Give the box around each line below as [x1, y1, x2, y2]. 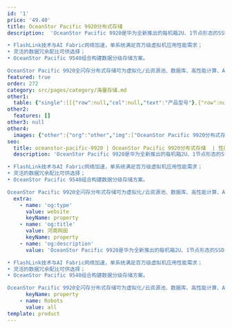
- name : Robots [19, 298, 64, 304]
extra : [13, 195, 32, 202]
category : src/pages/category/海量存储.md [7, 86, 127, 93]
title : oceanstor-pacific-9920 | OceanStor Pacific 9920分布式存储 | [13, 145, 215, 152]
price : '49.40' [7, 17, 51, 24]
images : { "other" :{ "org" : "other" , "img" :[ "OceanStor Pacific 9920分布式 [13, 131, 221, 138]
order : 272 [7, 80, 39, 87]
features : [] [13, 112, 51, 120]
